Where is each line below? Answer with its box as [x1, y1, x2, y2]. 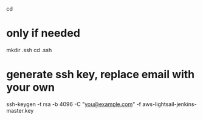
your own [6, 81, 55, 95]
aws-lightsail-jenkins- [142, 100, 197, 108]
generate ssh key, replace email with [6, 68, 195, 81]
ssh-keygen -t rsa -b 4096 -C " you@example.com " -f [6, 100, 142, 108]
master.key [6, 107, 34, 114]
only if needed [6, 27, 81, 40]
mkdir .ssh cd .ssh [6, 46, 52, 53]
